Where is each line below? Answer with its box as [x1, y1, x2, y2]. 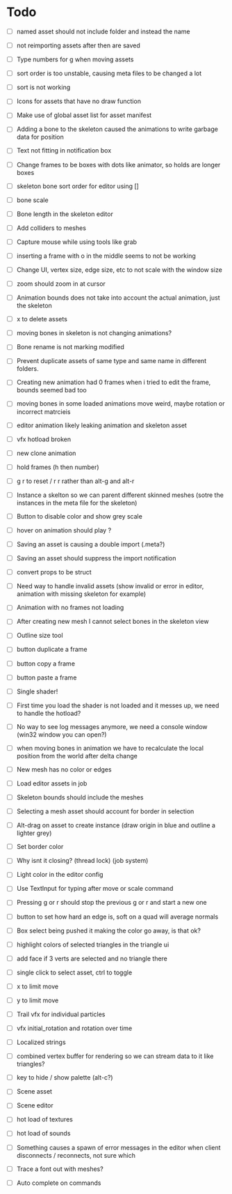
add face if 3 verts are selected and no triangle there [16, 954, 168, 963]
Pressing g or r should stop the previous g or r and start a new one [16, 898, 208, 907]
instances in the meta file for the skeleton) [16, 498, 138, 507]
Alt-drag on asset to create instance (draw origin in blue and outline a [16, 821, 216, 829]
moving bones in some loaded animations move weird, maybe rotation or [16, 399, 225, 408]
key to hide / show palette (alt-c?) [16, 1073, 113, 1082]
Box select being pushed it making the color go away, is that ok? [16, 926, 201, 935]
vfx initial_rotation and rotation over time [16, 1024, 133, 1032]
